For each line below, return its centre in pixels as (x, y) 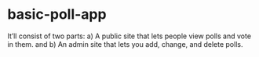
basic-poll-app (57, 14)
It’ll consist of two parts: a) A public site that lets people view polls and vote (129, 36)
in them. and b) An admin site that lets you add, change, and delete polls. (125, 44)
